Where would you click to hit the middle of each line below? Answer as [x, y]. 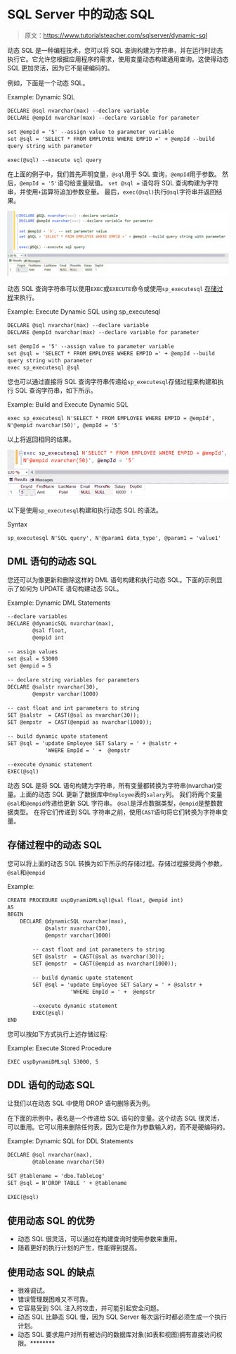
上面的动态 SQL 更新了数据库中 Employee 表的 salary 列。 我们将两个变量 [121, 794]
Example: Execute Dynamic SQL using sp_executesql [84, 312]
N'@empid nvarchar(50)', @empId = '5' [64, 425]
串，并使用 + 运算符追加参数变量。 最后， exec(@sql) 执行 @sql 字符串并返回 [112, 192]
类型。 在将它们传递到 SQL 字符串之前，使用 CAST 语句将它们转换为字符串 [118, 812]
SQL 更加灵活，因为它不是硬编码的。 [60, 68]
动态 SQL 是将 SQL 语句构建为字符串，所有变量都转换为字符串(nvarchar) [112, 785]
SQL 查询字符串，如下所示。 [56, 390]
